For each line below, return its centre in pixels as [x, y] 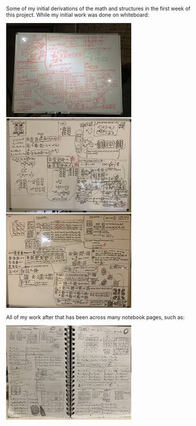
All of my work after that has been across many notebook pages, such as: [95, 317]
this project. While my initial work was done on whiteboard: [78, 15]
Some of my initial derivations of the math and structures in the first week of [98, 9]
